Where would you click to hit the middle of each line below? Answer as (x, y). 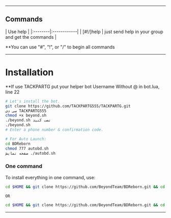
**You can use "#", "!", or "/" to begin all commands (60, 47)
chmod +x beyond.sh (26, 115)
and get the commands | (31, 37)
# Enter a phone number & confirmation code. (54, 130)
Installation (30, 72)
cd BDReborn (18, 143)
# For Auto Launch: (26, 139)
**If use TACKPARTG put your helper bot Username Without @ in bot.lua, (82, 86)
